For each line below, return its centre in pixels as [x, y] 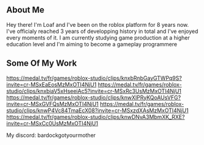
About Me [25, 10]
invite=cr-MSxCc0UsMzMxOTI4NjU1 [52, 123]
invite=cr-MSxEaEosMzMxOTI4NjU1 [51, 84]
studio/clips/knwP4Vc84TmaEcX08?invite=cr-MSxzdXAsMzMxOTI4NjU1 [97, 110]
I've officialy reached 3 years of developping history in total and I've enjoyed [102, 31]
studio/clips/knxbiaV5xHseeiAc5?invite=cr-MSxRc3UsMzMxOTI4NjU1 [94, 91]
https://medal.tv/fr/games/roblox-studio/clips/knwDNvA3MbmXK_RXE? [96, 117]
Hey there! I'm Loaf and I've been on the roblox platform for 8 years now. [98, 24]
